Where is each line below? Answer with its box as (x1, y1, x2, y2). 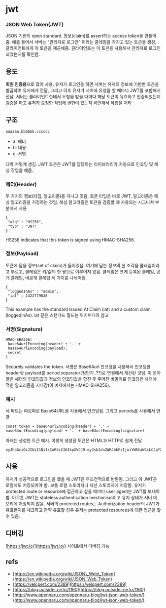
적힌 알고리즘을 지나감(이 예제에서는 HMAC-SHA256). (5, 382, 110, 388)
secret (7, 350, 22, 355)
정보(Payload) (5, 250, 39, 257)
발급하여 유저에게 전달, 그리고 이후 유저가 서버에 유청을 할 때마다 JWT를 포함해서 (5, 87, 161, 93)
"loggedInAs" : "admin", (7, 289, 59, 294)
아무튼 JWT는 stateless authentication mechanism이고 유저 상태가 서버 (12, 495, 152, 501)
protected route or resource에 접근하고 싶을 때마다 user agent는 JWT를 (5, 488, 147, 494)
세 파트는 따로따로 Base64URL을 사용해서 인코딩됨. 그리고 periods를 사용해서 (5, 408, 156, 414)
